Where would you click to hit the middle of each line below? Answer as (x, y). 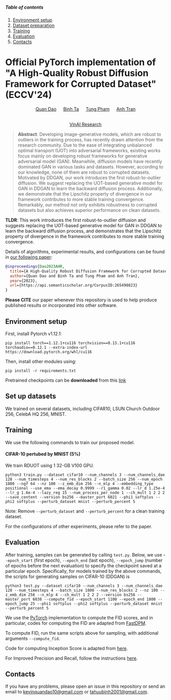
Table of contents (24, 7)
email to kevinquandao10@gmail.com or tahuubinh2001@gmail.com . (77, 692)
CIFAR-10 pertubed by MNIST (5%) (43, 454)
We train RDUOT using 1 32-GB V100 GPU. (50, 465)
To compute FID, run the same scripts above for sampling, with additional (82, 633)
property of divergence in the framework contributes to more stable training (85, 236)
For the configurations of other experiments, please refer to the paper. (79, 526)
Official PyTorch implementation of (81, 63)
